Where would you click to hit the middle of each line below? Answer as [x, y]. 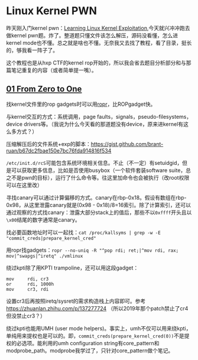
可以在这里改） [24, 185]
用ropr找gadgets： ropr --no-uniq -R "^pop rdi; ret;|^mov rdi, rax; [92, 250]
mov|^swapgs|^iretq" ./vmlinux [45, 256]
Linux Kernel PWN [52, 11]
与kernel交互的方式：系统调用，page [51, 116]
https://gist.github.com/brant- [127, 144]
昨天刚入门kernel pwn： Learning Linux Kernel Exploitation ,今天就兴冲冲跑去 [98, 28]
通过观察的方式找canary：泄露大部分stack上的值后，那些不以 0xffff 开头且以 [99, 212]
